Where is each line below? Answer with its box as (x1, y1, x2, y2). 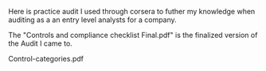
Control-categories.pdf (8, 54, 84, 63)
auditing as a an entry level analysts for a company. (8, 15, 177, 24)
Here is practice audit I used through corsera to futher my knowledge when (8, 7, 256, 16)
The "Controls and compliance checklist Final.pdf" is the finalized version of (8, 31, 258, 39)
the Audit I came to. (8, 39, 73, 48)
